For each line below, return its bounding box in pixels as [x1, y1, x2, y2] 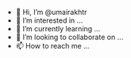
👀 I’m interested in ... [15, 16, 83, 25]
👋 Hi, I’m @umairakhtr [15, 8, 87, 16]
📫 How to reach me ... [15, 42, 90, 50]
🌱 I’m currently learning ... [15, 24, 101, 33]
